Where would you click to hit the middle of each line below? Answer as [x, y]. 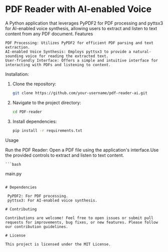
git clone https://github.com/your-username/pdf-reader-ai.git [80, 93]
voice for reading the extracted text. [67, 56]
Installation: [17, 74]
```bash [13, 164]
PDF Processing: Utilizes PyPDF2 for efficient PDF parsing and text [79, 43]
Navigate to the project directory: [47, 102]
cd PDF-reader [27, 112]
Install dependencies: [35, 121]
